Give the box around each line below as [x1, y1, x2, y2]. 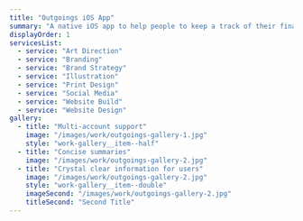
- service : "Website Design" [17, 106, 127, 115]
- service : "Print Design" [17, 80, 119, 89]
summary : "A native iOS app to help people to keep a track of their [9, 22, 277, 31]
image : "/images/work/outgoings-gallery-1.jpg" [25, 131, 207, 140]
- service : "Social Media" [17, 88, 119, 97]
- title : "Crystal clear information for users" [17, 164, 204, 173]
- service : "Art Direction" [17, 47, 124, 56]
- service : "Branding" [17, 55, 103, 64]
